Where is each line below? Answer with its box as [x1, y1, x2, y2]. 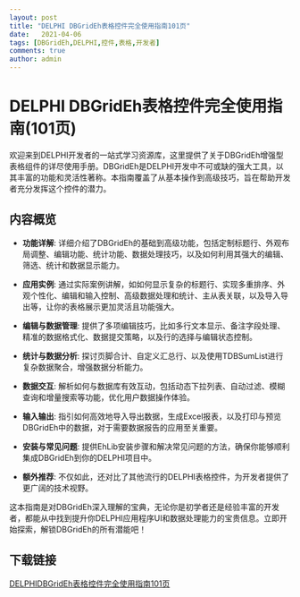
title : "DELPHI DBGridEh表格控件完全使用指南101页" [9, 21, 191, 30]
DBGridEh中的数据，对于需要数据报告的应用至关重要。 [21, 422, 223, 432]
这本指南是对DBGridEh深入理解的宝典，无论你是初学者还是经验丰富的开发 [9, 501, 279, 512]
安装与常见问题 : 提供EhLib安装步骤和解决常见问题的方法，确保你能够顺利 [21, 440, 290, 452]
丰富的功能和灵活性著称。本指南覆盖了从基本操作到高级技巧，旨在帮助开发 [16, 172, 291, 183]
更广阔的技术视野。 [21, 482, 94, 493]
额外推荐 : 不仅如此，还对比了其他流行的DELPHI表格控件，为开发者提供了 [21, 471, 290, 482]
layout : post [9, 13, 58, 22]
